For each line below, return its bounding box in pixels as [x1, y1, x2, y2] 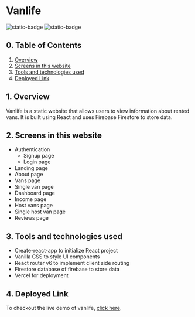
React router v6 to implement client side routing [14, 260, 130, 267]
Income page [14, 196, 47, 203]
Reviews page [14, 214, 49, 221]
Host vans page [14, 202, 53, 209]
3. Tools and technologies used [6, 231, 123, 241]
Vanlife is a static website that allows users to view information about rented [6, 107, 190, 114]
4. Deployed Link [6, 289, 69, 299]
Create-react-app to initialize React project [14, 247, 118, 254]
